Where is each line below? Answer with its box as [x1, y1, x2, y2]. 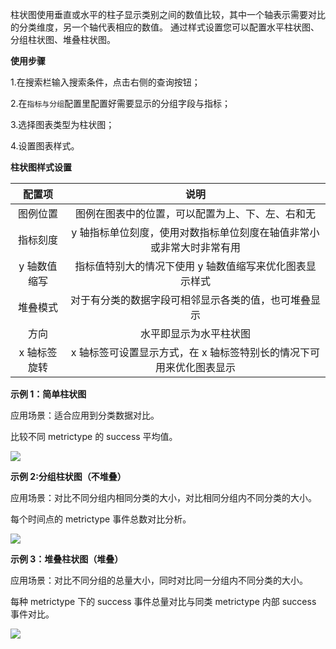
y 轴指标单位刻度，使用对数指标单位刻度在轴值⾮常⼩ [71, 226, 320, 239]
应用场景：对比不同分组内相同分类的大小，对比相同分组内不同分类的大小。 [10, 492, 317, 503]
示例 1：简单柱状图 [10, 388, 87, 400]
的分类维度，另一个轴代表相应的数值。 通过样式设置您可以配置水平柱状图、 [10, 21, 320, 33]
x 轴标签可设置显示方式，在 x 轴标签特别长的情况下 [70, 346, 311, 359]
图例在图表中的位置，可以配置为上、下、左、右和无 [74, 207, 316, 220]
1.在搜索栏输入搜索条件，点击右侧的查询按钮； [10, 76, 201, 88]
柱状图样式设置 [10, 161, 72, 173]
